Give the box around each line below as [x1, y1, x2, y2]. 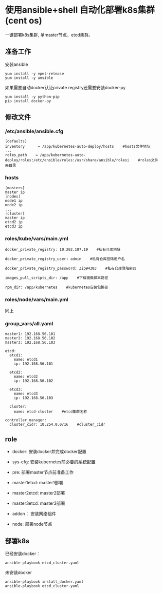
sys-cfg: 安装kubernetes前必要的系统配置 [12, 459, 96, 465]
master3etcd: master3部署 [12, 500, 66, 506]
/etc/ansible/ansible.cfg [5, 128, 64, 135]
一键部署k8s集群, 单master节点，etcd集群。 [5, 32, 93, 38]
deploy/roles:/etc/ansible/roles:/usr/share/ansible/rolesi [5, 158, 130, 163]
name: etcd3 [14, 391, 38, 396]
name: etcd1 [14, 357, 38, 362]
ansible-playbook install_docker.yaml [5, 579, 84, 584]
